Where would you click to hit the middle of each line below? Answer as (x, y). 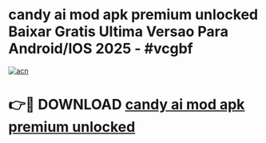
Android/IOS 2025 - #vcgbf (101, 49)
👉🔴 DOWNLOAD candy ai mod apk (127, 105)
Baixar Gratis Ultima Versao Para (119, 32)
